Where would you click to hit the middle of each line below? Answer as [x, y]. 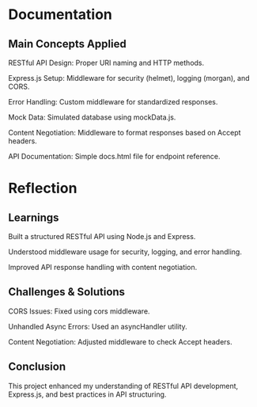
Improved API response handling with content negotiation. [103, 267]
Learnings [34, 217]
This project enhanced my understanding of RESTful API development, [123, 386]
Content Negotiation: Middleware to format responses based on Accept [125, 133]
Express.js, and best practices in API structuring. [87, 394]
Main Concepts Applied [67, 44]
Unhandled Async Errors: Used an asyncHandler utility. [98, 326]
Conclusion [37, 367]
